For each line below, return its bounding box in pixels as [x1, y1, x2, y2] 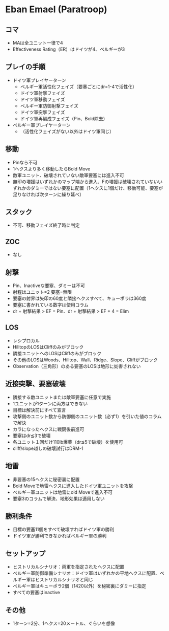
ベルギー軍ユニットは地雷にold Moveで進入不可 [12, 489, 113, 495]
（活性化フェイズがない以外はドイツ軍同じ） [20, 128, 115, 134]
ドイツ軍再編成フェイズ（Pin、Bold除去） [20, 115, 108, 121]
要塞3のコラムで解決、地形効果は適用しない [12, 495, 105, 502]
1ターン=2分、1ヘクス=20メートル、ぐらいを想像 [12, 620, 116, 626]
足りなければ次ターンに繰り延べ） [12, 191, 84, 198]
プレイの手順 [5, 62, 46, 71]
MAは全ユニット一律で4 [12, 40, 64, 46]
